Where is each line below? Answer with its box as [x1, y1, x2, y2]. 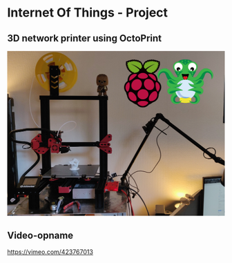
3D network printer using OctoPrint [7, 32, 162, 44]
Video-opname [7, 229, 74, 241]
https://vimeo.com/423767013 [7, 248, 93, 256]
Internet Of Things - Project [7, 5, 168, 21]
